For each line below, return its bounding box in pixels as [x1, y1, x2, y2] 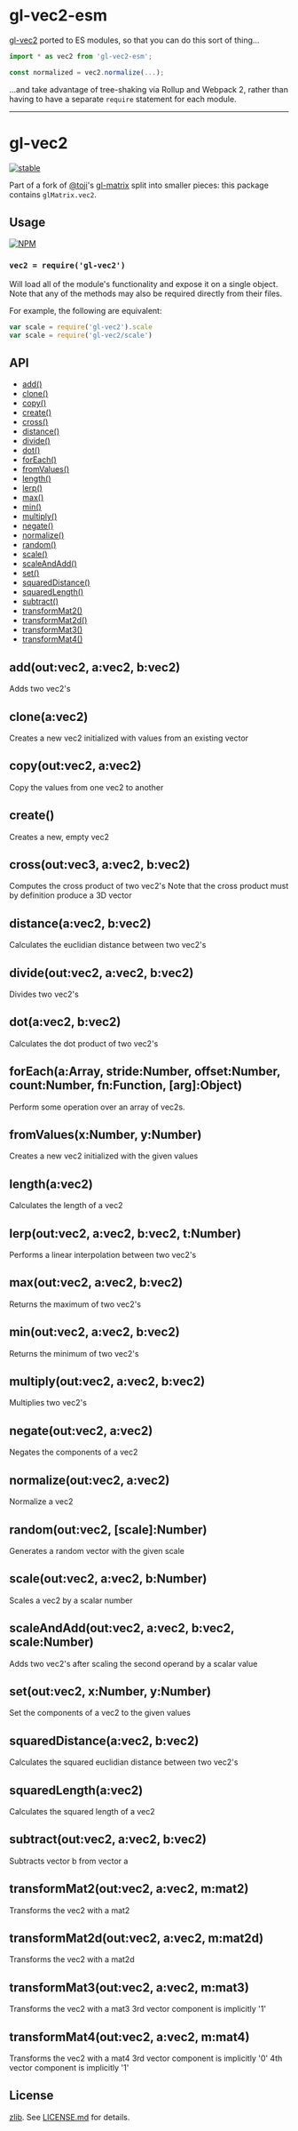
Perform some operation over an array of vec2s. [9, 1102, 185, 1112]
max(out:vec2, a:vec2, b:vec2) [9, 1275, 184, 1290]
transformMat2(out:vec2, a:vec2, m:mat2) [9, 1881, 249, 1896]
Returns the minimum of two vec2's [9, 1348, 139, 1358]
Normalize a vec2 [9, 1496, 74, 1507]
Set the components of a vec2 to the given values [9, 1708, 191, 1718]
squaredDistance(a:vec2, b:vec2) [9, 1733, 200, 1748]
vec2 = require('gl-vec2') [9, 260, 126, 271]
